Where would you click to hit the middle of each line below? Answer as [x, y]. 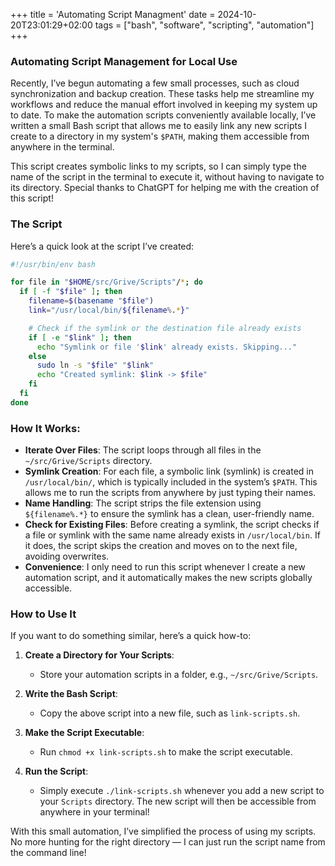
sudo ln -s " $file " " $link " [95, 365]
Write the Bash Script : [71, 694]
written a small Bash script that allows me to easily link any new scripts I [159, 126]
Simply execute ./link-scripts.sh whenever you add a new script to [182, 791]
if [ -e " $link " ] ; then [80, 337]
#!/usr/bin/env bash [53, 264]
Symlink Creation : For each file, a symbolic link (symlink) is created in [169, 471]
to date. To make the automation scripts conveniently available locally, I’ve [163, 115]
